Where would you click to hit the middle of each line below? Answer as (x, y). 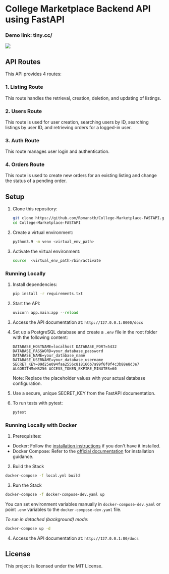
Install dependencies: (35, 284)
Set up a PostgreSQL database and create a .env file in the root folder (85, 332)
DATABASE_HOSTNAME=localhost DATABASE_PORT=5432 (65, 347)
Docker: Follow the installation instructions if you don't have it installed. (86, 446)
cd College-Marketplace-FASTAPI (46, 223)
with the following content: (40, 337)
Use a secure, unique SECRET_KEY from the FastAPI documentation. (84, 393)
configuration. (27, 383)
